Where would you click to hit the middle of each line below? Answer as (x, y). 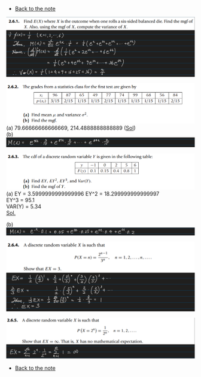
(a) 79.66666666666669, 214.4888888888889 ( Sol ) (71, 128)
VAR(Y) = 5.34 (24, 206)
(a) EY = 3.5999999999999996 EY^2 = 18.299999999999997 (83, 193)
